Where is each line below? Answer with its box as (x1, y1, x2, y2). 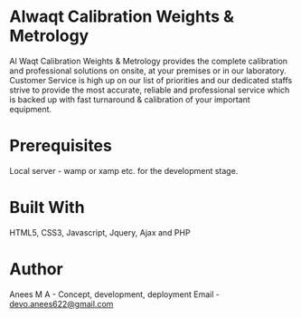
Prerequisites (9, 136, 113, 156)
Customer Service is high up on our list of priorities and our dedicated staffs (9, 74, 293, 85)
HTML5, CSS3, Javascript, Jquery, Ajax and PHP (9, 226, 192, 237)
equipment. (9, 103, 52, 114)
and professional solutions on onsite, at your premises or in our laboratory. (9, 65, 287, 76)
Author (9, 259, 63, 279)
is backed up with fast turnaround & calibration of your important (9, 93, 250, 105)
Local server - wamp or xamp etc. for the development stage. (9, 165, 239, 176)
